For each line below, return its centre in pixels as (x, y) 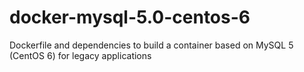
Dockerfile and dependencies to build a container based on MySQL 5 (151, 45)
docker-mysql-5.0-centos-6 (130, 17)
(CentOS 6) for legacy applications (80, 55)
